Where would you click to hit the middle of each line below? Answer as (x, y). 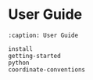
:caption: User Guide (43, 35)
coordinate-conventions (47, 69)
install (21, 49)
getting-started (34, 56)
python (19, 63)
